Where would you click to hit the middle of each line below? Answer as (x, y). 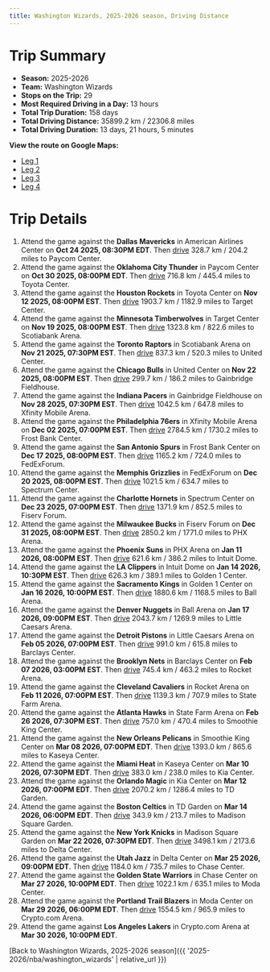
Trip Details (48, 219)
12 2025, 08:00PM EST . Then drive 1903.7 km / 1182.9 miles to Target (137, 301)
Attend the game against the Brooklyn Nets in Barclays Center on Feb (136, 661)
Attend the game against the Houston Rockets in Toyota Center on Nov (139, 293)
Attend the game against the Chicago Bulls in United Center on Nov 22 (138, 370)
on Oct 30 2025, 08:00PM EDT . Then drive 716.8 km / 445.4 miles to (135, 276)
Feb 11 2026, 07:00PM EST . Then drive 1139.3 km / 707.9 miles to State (139, 695)
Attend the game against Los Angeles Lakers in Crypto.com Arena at (135, 926)
